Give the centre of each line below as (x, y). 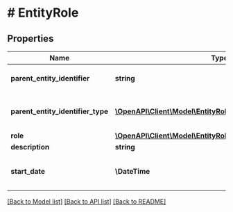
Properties (31, 39)
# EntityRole (43, 13)
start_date (28, 171)
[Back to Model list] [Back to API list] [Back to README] (87, 202)
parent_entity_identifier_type (60, 111)
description (30, 147)
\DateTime (132, 171)
